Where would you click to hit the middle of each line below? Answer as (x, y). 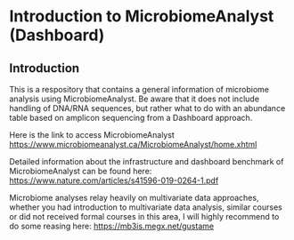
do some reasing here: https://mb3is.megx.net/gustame (112, 226)
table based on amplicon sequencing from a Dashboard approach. (131, 118)
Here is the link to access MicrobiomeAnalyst (92, 135)
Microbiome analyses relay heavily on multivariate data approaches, (134, 198)
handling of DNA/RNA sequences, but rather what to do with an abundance (147, 108)
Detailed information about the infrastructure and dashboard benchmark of (147, 161)
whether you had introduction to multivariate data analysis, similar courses (146, 207)
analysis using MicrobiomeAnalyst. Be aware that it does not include (135, 99)
